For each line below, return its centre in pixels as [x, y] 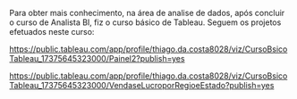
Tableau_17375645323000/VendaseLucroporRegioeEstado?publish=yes [142, 85]
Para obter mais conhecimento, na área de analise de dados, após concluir [147, 13]
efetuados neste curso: [52, 32]
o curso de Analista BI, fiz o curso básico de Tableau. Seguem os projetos [145, 22]
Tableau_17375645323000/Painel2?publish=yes [97, 58]
